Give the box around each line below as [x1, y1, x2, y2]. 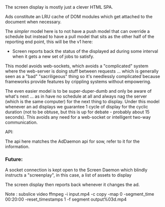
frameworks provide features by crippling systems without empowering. [5, 78, 152, 84]
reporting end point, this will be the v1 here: [5, 39, 93, 45]
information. [5, 144, 30, 149]
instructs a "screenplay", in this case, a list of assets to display [5, 172, 132, 178]
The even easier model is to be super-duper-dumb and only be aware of [5, 88, 152, 94]
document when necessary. [5, 19, 62, 25]
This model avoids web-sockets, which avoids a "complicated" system [5, 63, 149, 69]
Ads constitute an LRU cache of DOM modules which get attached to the [5, 14, 153, 19]
